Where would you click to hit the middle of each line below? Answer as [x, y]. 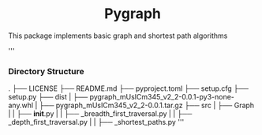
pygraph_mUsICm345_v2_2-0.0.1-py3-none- [162, 97]
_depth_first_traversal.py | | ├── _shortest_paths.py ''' [96, 122]
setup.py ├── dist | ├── [48, 97]
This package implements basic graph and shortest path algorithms [118, 36]
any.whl [21, 105]
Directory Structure [46, 71]
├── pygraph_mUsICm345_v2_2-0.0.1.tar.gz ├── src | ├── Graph [147, 105]
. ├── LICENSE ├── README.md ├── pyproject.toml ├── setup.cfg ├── [128, 88]
